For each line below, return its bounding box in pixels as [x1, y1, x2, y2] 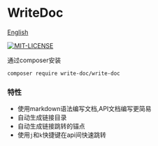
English [7, 28, 29, 36]
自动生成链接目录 [17, 113, 67, 122]
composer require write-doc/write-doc [7, 70, 120, 77]
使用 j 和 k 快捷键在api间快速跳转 [17, 131, 106, 139]
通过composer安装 [7, 56, 62, 64]
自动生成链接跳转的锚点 [17, 122, 85, 131]
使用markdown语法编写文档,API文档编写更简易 [17, 105, 152, 113]
